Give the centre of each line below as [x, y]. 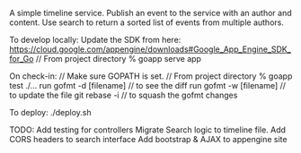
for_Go [22, 59]
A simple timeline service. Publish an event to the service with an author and [150, 13]
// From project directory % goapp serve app [119, 59]
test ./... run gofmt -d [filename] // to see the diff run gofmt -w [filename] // [147, 85]
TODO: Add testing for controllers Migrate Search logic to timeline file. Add [147, 130]
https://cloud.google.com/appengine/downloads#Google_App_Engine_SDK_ [150, 49]
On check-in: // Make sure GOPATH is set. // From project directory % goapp [151, 76]
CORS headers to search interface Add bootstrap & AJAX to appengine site [148, 139]
